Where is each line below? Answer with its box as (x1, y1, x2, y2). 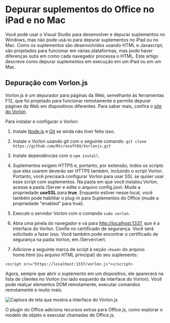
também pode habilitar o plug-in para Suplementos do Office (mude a (12, 195, 159, 201)
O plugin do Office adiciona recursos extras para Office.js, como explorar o (5, 306, 163, 312)
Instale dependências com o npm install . (12, 152, 100, 159)
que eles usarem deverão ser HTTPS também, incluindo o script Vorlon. (12, 167, 163, 174)
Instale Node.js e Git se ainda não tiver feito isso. (12, 128, 116, 134)
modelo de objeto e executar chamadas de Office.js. (5, 312, 116, 318)
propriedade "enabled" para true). (12, 200, 84, 206)
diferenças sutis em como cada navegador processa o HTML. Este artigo (5, 53, 159, 59)
